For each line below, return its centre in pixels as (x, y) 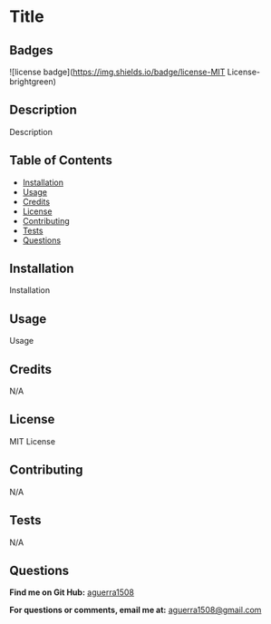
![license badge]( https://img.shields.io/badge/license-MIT (117, 72)
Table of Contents (61, 161)
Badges (31, 50)
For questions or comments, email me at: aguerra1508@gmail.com (135, 610)
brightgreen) (33, 82)
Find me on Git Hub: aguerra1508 (72, 592)
